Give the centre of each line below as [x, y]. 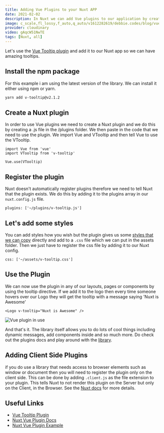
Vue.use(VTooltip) [24, 162]
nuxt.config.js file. [25, 199]
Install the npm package [42, 72]
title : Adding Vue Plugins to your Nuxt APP [51, 10]
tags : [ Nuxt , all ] [24, 37]
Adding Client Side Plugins [46, 355]
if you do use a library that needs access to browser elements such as [76, 367]
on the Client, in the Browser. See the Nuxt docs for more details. [70, 388]
